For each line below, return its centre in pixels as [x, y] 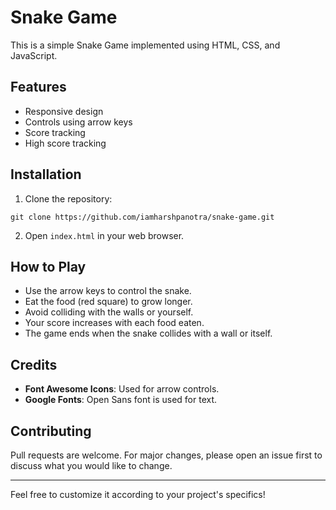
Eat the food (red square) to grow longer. [108, 302]
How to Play [48, 266]
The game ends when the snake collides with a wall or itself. [148, 333]
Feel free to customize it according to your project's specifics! [138, 494]
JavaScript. [34, 55]
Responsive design [64, 111]
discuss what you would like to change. [91, 465]
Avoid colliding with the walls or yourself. [109, 312]
